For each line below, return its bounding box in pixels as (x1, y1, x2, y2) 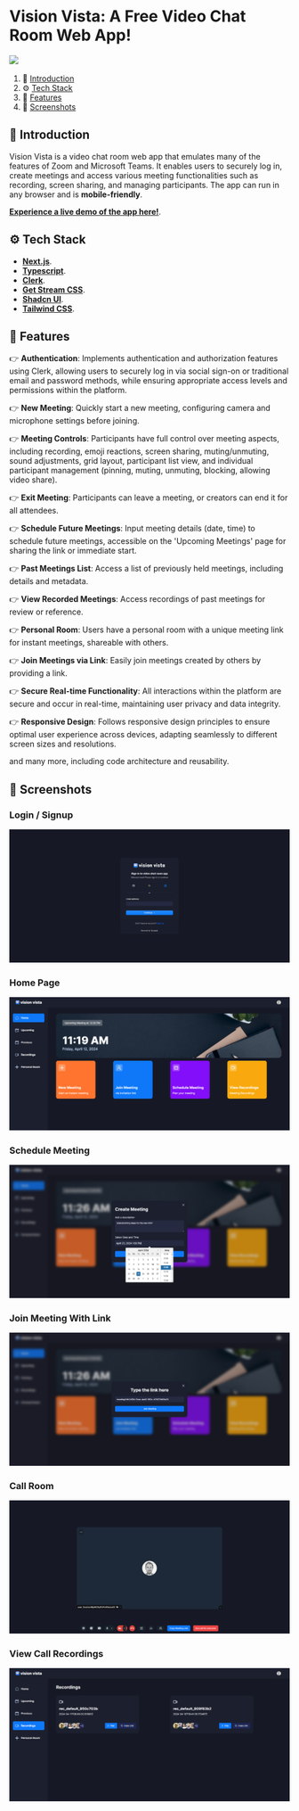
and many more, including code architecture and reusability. (9, 756, 230, 767)
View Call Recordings (9, 1647, 104, 1659)
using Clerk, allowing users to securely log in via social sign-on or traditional (9, 366, 289, 376)
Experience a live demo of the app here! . (9, 206, 162, 217)
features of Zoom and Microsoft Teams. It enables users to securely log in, (9, 161, 283, 171)
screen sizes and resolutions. (9, 738, 117, 750)
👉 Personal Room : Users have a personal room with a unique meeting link (9, 624, 285, 635)
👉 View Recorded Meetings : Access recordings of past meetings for (9, 594, 266, 605)
